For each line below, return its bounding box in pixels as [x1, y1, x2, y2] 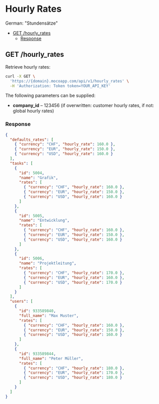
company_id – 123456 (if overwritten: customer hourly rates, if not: [12, 102, 154, 109]
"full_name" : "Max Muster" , [18, 313, 79, 318]
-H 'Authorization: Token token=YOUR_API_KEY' [10, 83, 111, 89]
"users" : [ [10, 299, 33, 304]
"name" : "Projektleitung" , [18, 261, 77, 266]
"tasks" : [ [10, 161, 33, 166]
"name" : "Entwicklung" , [18, 218, 70, 223]
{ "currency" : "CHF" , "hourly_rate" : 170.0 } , [24, 270, 125, 275]
